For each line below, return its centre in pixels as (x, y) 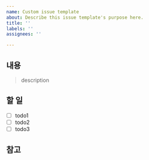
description (35, 80)
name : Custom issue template (43, 12)
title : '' (19, 23)
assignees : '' (24, 34)
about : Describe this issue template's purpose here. (75, 17)
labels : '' (20, 29)
